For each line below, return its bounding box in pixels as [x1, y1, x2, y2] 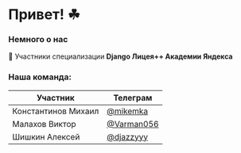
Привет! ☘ [8, 6, 81, 24]
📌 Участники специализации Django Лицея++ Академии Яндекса [8, 52, 233, 61]
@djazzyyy [106, 131, 149, 142]
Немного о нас [8, 34, 68, 45]
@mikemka [106, 105, 149, 117]
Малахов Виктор [12, 118, 77, 129]
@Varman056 [106, 118, 159, 129]
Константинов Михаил [12, 105, 99, 117]
